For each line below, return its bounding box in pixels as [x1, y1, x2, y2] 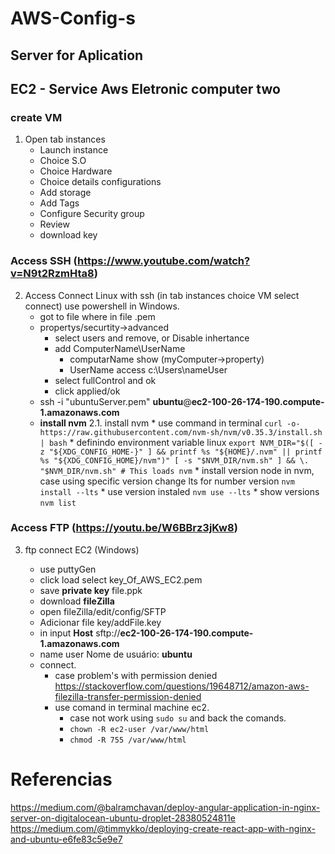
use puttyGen [39, 563, 97, 575]
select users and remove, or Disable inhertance [54, 332, 250, 344]
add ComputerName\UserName [54, 342, 186, 354]
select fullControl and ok [54, 374, 157, 386]
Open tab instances [24, 133, 106, 146]
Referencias [10, 768, 113, 791]
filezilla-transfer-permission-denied [54, 690, 202, 702]
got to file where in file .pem [39, 310, 156, 322]
